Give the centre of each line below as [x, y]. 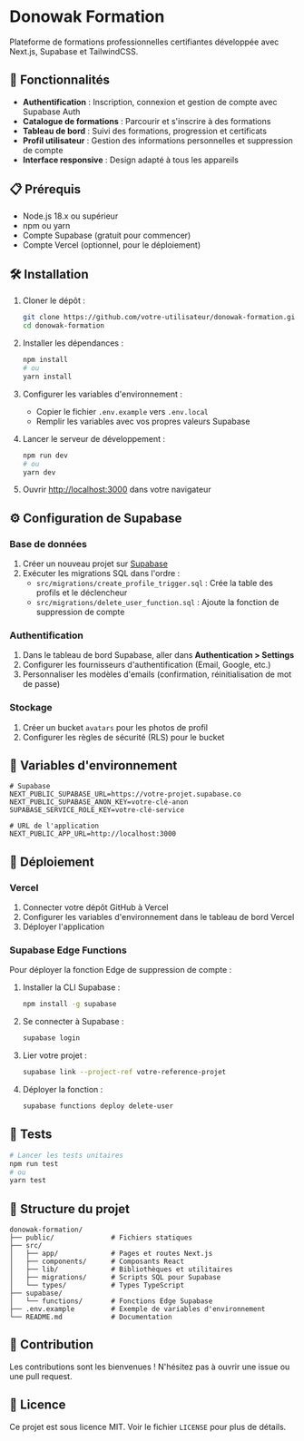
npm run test [34, 1163]
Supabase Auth [51, 112]
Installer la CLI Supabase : [71, 987]
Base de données [49, 544]
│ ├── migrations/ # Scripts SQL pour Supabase [115, 1278]
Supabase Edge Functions [68, 950]
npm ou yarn [46, 225]
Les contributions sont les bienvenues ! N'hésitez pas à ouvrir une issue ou [150, 1367]
